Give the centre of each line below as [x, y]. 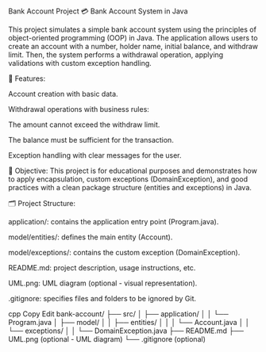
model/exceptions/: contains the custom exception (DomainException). [124, 253]
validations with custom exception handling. [80, 63]
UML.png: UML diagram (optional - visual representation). [103, 283]
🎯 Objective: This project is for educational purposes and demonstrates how [133, 170]
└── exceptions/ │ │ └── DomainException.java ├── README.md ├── [126, 331]
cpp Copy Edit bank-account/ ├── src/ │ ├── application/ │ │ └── [118, 314]
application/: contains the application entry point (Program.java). [114, 222]
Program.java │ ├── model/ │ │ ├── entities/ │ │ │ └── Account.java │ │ [129, 322]
